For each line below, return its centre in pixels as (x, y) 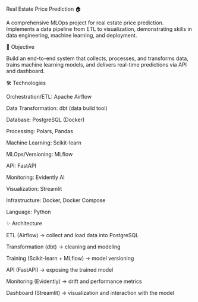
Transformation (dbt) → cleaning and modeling (63, 247)
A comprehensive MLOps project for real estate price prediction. (85, 23)
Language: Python (29, 212)
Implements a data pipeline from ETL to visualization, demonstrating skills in (99, 29)
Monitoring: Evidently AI (36, 177)
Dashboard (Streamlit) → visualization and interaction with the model (90, 293)
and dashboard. (26, 71)
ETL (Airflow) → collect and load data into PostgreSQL (73, 235)
